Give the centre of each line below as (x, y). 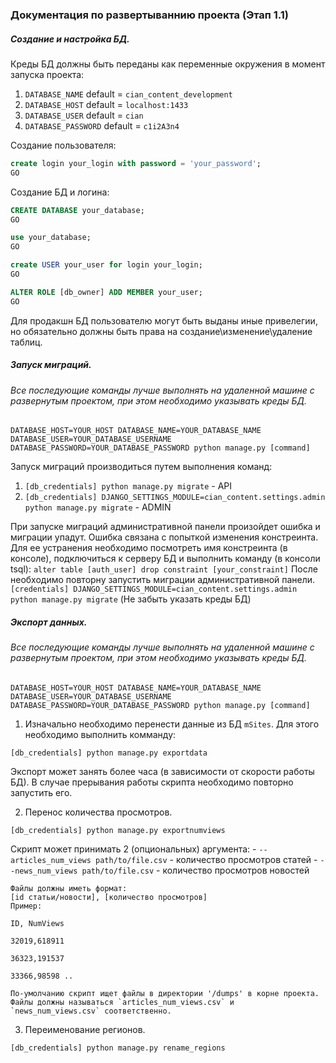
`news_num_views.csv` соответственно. (91, 1011)
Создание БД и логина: (60, 192)
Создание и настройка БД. (70, 39)
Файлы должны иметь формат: (69, 888)
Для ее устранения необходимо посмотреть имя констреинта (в (149, 548)
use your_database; (51, 238)
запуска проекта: (47, 74)
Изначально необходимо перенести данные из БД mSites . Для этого (172, 724)
